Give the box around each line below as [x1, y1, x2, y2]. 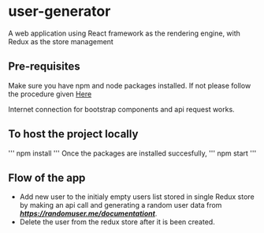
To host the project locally [8, 127, 139, 141]
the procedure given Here [8, 89, 92, 99]
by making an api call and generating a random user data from [19, 201, 222, 210]
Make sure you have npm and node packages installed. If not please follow [8, 81, 251, 90]
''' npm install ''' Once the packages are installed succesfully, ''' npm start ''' [8, 148, 257, 158]
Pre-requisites [8, 60, 80, 73]
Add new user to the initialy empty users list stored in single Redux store [19, 192, 255, 201]
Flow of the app [8, 171, 86, 184]
